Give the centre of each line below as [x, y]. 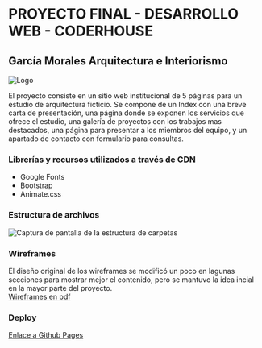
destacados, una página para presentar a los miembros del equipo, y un [128, 130]
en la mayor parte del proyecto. [60, 288]
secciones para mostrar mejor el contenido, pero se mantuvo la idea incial [131, 280]
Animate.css [41, 194]
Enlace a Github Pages [46, 335]
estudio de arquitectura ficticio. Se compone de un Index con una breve [127, 104]
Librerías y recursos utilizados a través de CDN [102, 159]
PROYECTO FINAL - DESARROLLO [124, 14]
